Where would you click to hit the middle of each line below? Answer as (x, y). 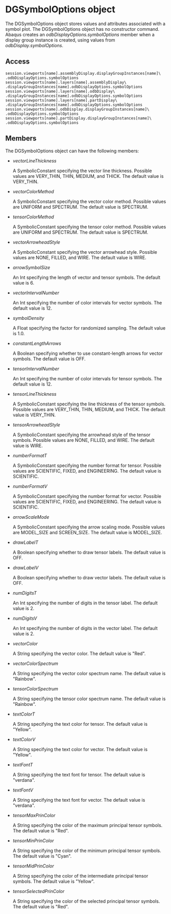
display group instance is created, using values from (60, 40)
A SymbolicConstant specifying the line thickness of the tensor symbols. (89, 404)
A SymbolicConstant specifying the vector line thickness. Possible (82, 171)
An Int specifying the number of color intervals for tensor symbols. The (87, 378)
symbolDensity (28, 318)
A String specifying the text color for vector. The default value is (80, 749)
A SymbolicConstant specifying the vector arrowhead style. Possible (85, 252)
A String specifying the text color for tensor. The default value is (80, 724)
